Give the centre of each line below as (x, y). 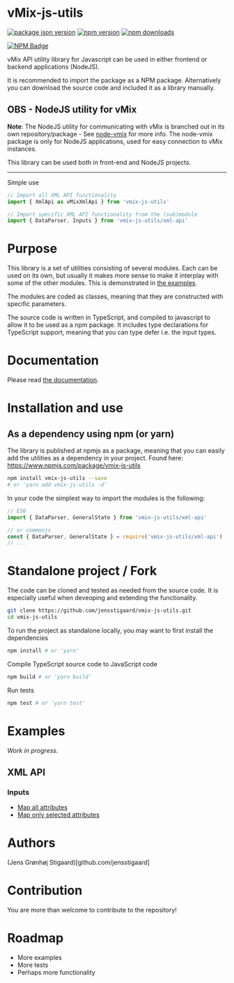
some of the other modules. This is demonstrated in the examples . (102, 283)
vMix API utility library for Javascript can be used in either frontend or (107, 59)
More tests (33, 965)
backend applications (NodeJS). (53, 66)
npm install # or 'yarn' (43, 650)
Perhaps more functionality (56, 972)
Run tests (21, 690)
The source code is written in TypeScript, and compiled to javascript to (109, 318)
